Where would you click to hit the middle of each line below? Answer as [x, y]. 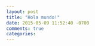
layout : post [22, 12]
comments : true [25, 28]
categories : [21, 34]
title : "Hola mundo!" [33, 17]
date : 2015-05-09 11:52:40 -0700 [48, 23]
